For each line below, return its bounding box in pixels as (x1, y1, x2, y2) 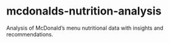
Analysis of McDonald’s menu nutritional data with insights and (6, 24, 164, 31)
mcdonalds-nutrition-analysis (6, 4, 162, 18)
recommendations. (6, 30, 53, 38)
